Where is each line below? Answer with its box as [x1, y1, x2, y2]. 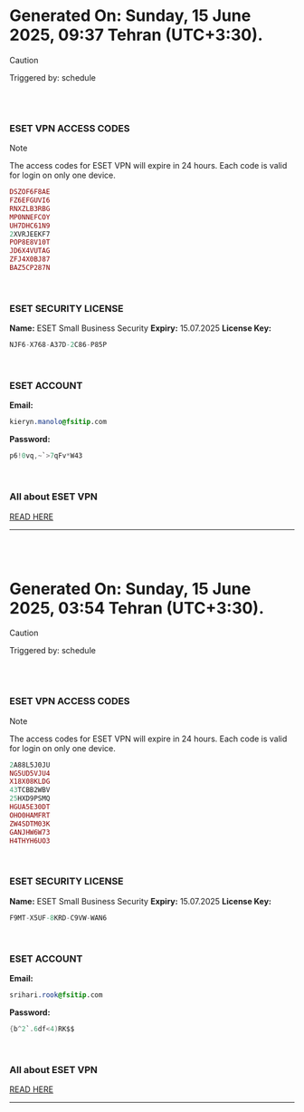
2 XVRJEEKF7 [9, 229, 51, 238]
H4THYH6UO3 [9, 836, 51, 846]
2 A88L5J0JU [9, 760, 51, 769]
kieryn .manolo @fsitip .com [9, 418, 107, 427]
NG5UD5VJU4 [9, 769, 51, 778]
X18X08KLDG [9, 777, 51, 787]
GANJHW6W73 [9, 827, 51, 836]
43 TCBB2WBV [9, 786, 51, 795]
